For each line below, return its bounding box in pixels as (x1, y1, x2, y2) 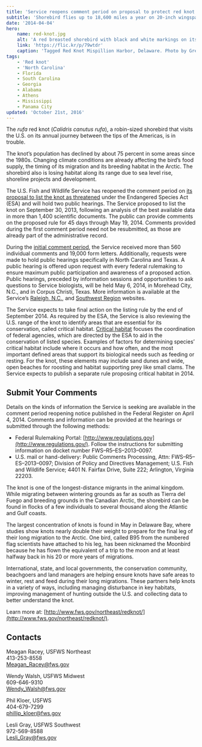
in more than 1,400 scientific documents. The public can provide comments (6, 213, 194, 220)
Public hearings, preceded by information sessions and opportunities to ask (6, 276, 194, 283)
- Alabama (17, 87, 42, 93)
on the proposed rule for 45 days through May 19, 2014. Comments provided (6, 219, 196, 226)
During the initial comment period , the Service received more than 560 (6, 244, 182, 251)
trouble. (6, 139, 26, 146)
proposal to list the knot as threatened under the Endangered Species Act (6, 193, 188, 201)
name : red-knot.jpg (17, 31, 66, 37)
